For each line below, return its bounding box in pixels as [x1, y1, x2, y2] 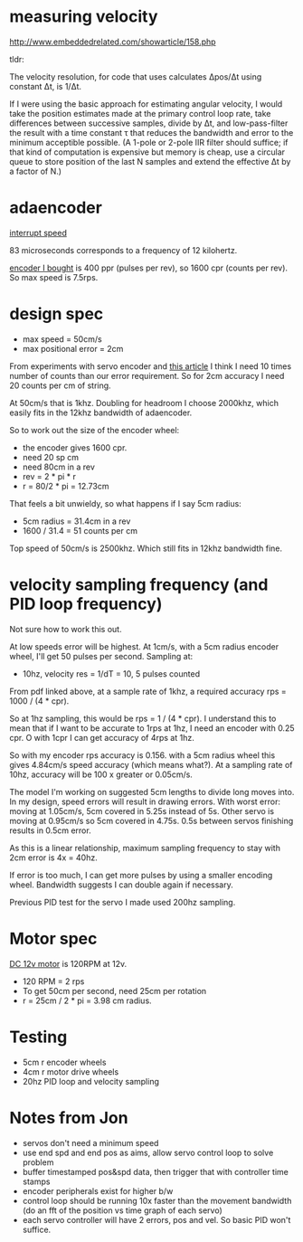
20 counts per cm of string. [9, 380, 111, 391]
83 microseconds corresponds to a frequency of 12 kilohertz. [9, 244, 238, 255]
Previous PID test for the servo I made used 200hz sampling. [9, 896, 236, 907]
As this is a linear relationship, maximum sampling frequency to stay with [9, 842, 280, 853]
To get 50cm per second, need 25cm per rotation [22, 985, 207, 996]
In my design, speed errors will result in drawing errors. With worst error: [9, 796, 281, 807]
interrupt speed [9, 227, 68, 238]
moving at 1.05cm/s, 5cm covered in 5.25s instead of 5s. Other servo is [9, 805, 274, 816]
